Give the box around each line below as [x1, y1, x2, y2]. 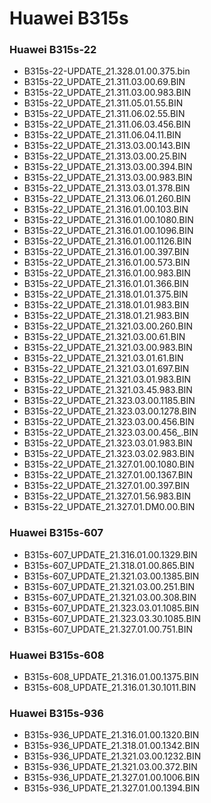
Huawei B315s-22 [9, 43, 97, 57]
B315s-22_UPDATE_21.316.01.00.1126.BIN [23, 235, 192, 247]
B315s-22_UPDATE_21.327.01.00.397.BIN [23, 480, 190, 492]
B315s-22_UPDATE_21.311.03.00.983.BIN [23, 87, 192, 99]
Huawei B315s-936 [9, 707, 104, 720]
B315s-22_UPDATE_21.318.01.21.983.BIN [23, 310, 190, 322]
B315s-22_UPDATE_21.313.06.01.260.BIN [23, 193, 191, 205]
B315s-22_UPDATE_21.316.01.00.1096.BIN [23, 225, 194, 237]
